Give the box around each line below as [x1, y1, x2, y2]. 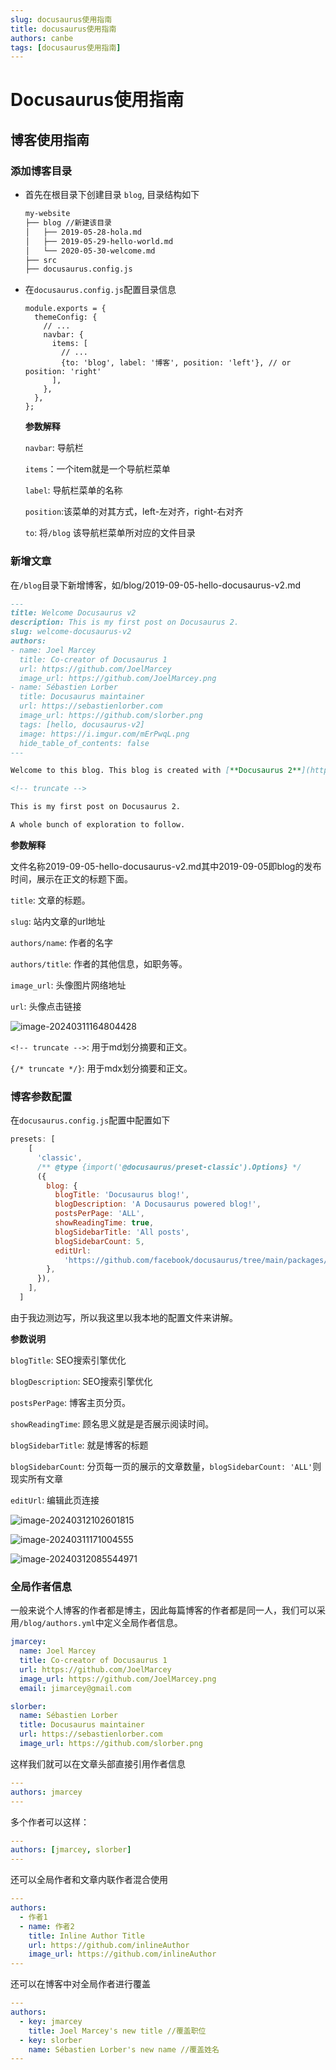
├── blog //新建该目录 [24, 218, 112, 228]
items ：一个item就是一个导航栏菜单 [24, 463, 171, 475]
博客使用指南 [10, 131, 90, 148]
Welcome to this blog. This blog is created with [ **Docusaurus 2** [10, 766, 302, 776]
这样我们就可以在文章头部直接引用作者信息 [10, 1757, 186, 1770]
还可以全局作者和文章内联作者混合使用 [10, 1874, 168, 1886]
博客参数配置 [10, 1089, 73, 1103]
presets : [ [10, 1134, 56, 1145]
